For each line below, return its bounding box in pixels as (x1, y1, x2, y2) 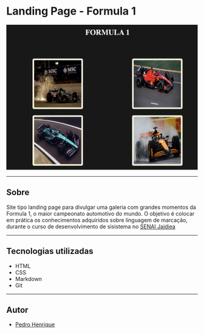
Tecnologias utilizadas (6, 246, 93, 256)
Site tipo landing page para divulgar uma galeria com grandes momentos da (6, 203, 196, 211)
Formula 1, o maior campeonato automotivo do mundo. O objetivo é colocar (6, 210, 195, 217)
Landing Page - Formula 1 (6, 4, 137, 18)
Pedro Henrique (15, 321, 55, 329)
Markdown (15, 275, 42, 282)
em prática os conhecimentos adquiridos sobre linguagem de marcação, (6, 216, 188, 223)
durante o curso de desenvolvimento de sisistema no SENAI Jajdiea (6, 223, 176, 230)
